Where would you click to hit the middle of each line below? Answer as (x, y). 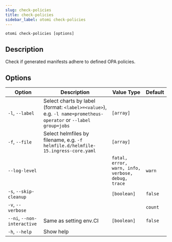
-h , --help (20, 231)
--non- (29, 218)
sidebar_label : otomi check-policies (46, 19)
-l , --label (21, 113)
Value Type (126, 92)
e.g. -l (51, 114)
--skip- (25, 191)
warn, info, (126, 168)
